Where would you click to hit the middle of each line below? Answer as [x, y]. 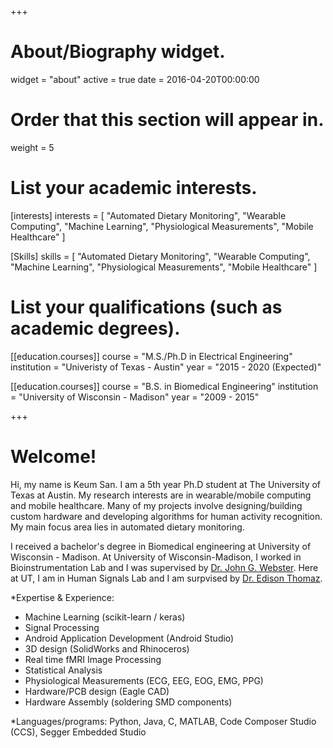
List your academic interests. [134, 188]
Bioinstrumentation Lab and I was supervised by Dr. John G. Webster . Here [164, 567]
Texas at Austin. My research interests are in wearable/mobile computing [161, 495]
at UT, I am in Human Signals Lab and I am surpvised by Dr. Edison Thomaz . [166, 578]
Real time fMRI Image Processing [93, 659]
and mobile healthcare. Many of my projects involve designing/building [156, 505]
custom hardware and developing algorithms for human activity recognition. [166, 516]
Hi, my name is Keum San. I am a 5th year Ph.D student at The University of [166, 484]
